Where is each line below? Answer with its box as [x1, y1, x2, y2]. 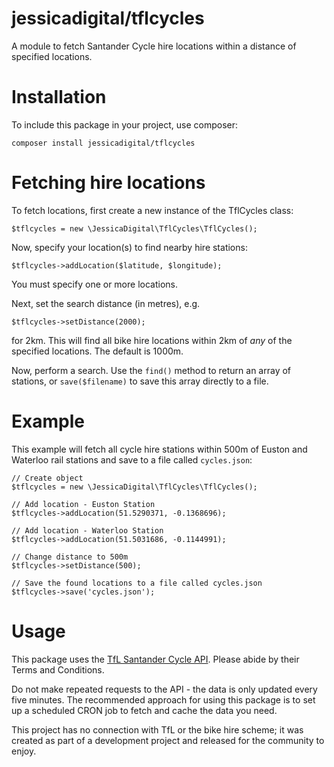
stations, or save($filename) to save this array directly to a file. [11, 375, 269, 387]
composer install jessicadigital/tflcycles [11, 138, 196, 148]
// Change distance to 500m [11, 552, 129, 562]
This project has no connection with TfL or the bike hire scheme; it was [11, 723, 304, 736]
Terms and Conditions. [11, 663, 105, 676]
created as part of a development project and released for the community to [11, 734, 325, 746]
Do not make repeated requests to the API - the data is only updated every [11, 683, 318, 695]
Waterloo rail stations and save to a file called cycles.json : [11, 453, 253, 466]
